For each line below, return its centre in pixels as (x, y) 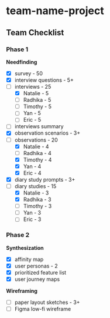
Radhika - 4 (37, 153)
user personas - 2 (36, 266)
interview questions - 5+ (44, 80)
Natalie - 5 (36, 93)
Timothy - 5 (37, 106)
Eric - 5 (32, 120)
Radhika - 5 (37, 100)
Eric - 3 (32, 219)
